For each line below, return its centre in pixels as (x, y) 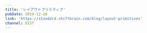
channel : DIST (20, 23)
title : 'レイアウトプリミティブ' (35, 9)
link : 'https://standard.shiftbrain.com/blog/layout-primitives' (74, 18)
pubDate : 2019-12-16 (26, 14)
